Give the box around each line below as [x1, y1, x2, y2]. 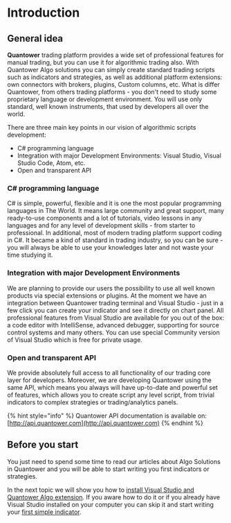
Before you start [7, 439, 79, 451]
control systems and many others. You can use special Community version [7, 328, 220, 336]
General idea [7, 33, 64, 44]
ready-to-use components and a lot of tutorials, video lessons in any [7, 214, 203, 223]
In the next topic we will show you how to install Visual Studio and [7, 486, 195, 494]
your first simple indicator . [7, 508, 82, 516]
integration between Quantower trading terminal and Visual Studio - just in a [7, 298, 223, 307]
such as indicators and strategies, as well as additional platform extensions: [7, 73, 223, 81]
